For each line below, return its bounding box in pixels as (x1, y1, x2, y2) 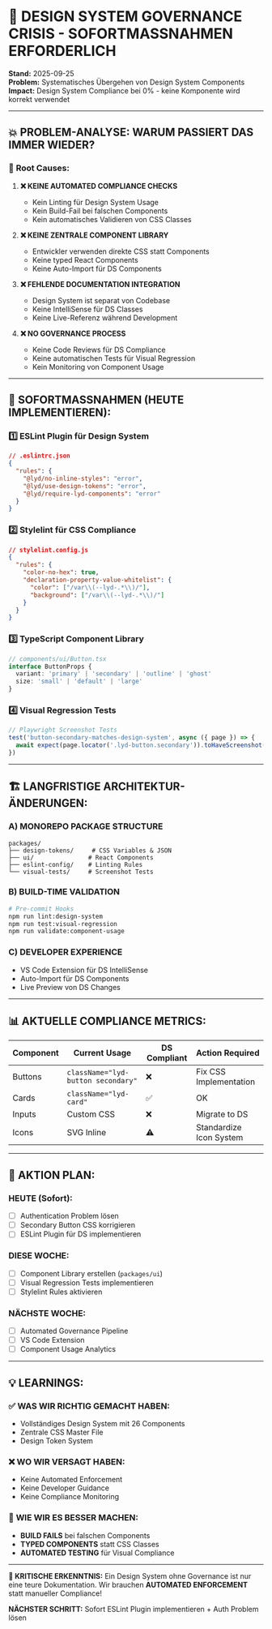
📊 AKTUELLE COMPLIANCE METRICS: (8, 1014, 206, 1028)
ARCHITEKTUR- (103, 780, 185, 794)
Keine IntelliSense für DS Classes (32, 304, 143, 314)
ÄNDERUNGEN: (8, 796, 88, 810)
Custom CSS (66, 1108, 116, 1120)
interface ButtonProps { (8, 662, 92, 671)
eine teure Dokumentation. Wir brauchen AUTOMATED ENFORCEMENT (8, 1580, 249, 1589)
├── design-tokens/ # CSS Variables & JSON (8, 847, 172, 855)
